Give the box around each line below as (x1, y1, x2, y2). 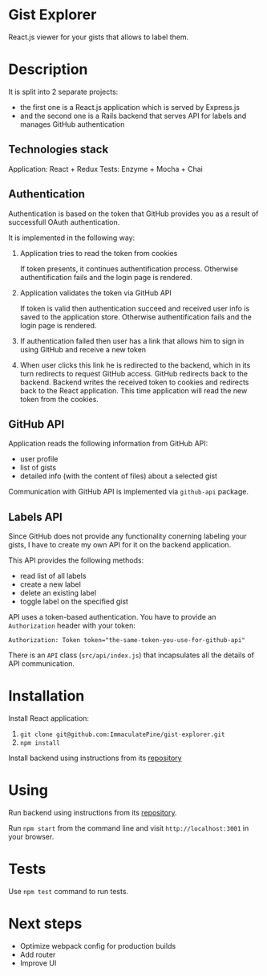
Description (8, 60, 88, 79)
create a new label (19, 579, 82, 589)
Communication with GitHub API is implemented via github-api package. (8, 487, 249, 497)
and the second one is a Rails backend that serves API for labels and (19, 111, 247, 120)
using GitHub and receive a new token (19, 344, 147, 354)
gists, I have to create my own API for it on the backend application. (8, 540, 232, 550)
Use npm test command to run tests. (8, 886, 129, 896)
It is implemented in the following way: (8, 233, 136, 242)
